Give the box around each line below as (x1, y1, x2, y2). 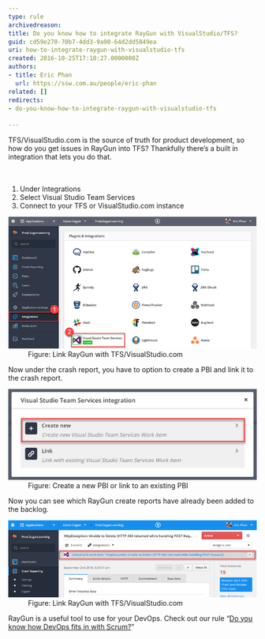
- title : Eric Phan (8, 71, 73, 79)
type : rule (8, 13, 44, 21)
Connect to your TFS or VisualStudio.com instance (19, 201, 185, 211)
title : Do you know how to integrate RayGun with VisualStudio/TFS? (8, 29, 238, 37)
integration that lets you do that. (8, 152, 112, 162)
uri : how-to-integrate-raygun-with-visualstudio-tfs (8, 46, 185, 55)
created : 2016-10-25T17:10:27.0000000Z (8, 55, 140, 62)
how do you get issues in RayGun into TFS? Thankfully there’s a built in (8, 144, 238, 153)
